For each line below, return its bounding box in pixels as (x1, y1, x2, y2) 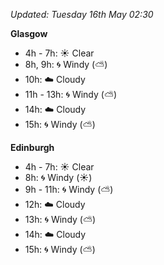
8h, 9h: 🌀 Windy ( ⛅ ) (24, 59, 108, 70)
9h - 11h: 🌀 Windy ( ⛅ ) (24, 184, 114, 195)
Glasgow (10, 28, 48, 39)
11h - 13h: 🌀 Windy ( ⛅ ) (24, 89, 118, 100)
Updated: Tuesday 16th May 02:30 (10, 9, 154, 20)
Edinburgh (10, 142, 55, 153)
